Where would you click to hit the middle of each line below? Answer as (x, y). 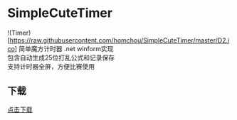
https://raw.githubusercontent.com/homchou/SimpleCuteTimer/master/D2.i (120, 40)
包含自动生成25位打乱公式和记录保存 (61, 58)
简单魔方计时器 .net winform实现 (66, 48)
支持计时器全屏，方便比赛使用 (51, 66)
